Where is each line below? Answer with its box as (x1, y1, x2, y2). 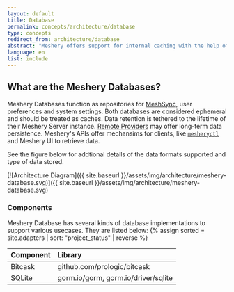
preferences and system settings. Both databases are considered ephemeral (7, 107, 227, 115)
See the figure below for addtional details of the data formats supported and (7, 150, 226, 159)
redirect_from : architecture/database (7, 36, 120, 43)
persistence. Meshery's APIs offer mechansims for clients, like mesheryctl (7, 129, 219, 138)
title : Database (7, 17, 54, 24)
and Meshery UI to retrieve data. (7, 136, 100, 145)
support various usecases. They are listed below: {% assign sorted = (7, 226, 205, 234)
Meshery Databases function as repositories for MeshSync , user (7, 99, 193, 108)
